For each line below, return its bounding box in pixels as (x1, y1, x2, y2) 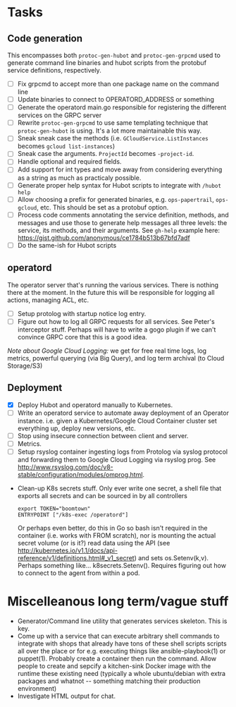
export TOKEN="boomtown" (17, 505, 91, 512)
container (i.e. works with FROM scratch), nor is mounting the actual (17, 531, 216, 540)
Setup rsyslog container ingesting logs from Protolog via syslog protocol (17, 447, 228, 456)
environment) (17, 684, 57, 692)
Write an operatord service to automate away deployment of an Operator (17, 409, 229, 417)
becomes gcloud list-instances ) (17, 142, 116, 150)
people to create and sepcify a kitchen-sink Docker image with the (17, 661, 211, 670)
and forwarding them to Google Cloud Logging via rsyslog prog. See (17, 455, 216, 464)
